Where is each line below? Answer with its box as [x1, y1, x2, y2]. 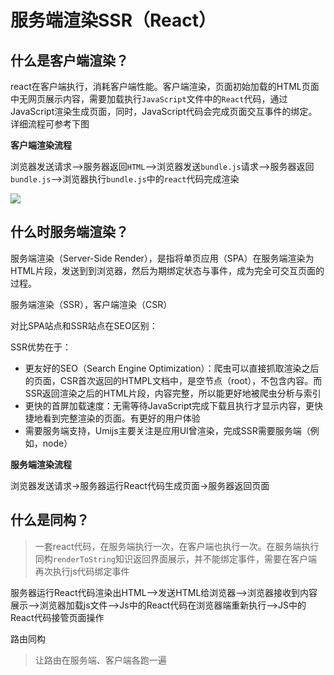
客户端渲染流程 [10, 139, 72, 151]
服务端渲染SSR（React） [10, 9, 217, 32]
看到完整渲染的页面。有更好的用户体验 [42, 412, 201, 424]
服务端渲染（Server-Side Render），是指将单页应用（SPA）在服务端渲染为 [10, 252, 315, 264]
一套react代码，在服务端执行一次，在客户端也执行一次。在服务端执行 [34, 540, 320, 552]
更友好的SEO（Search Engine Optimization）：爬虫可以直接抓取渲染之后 [24, 362, 320, 374]
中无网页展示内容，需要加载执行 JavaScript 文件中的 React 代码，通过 [10, 93, 288, 105]
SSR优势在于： [10, 341, 72, 353]
